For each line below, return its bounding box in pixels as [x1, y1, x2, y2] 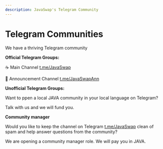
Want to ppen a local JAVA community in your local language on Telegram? [5, 95, 159, 101]
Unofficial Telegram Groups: [5, 85, 65, 91]
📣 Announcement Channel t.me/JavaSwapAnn [5, 75, 100, 81]
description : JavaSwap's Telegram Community [5, 7, 99, 12]
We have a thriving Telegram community [5, 45, 88, 51]
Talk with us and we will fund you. [5, 104, 74, 110]
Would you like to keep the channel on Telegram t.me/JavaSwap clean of [5, 123, 154, 129]
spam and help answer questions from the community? [5, 129, 118, 135]
